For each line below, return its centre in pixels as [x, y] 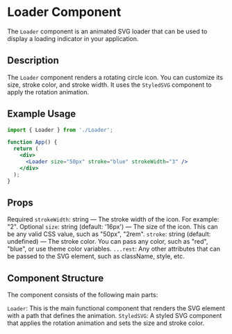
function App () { [32, 142]
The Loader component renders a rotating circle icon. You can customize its [115, 77]
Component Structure [56, 278]
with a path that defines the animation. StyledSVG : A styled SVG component [115, 316]
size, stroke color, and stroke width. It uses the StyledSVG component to [109, 85]
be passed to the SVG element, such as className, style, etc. [96, 256]
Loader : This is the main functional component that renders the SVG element [116, 308]
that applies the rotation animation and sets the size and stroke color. [106, 323]
